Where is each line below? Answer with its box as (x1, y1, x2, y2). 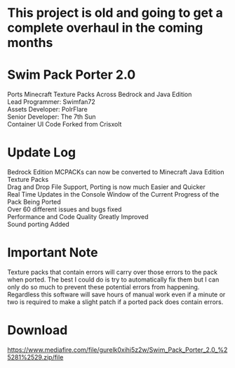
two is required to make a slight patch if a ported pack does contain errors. (7, 298, 224, 306)
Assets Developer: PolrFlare (7, 105, 88, 114)
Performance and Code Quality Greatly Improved (7, 213, 149, 221)
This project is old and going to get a (7, 5, 223, 21)
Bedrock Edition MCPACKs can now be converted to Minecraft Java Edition (7, 168, 224, 176)
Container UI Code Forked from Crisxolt (7, 120, 122, 129)
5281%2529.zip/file (7, 353, 64, 361)
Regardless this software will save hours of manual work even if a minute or (7, 290, 226, 298)
